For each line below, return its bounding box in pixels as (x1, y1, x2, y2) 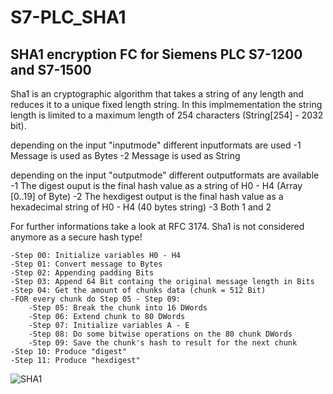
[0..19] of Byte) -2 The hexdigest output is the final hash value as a (10, 191, 284, 202)
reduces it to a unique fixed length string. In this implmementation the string (10, 99, 323, 110)
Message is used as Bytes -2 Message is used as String (10, 150, 241, 161)
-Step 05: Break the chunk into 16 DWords (28, 303, 208, 313)
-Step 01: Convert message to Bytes (10, 259, 163, 269)
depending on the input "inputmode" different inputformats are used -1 (10, 139, 302, 151)
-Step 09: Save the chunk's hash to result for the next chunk (28, 338, 298, 348)
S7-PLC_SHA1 (10, 6, 127, 29)
